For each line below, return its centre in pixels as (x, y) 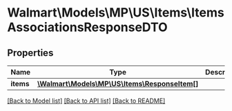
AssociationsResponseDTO (87, 27)
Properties (30, 53)
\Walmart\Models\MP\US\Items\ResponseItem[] (118, 84)
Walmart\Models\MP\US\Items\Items (116, 13)
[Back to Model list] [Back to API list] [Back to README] (86, 101)
